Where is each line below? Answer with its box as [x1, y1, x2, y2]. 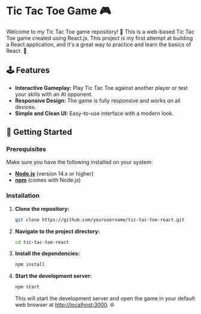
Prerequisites [6, 145, 46, 153]
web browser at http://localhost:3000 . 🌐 [14, 301, 115, 309]
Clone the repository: [14, 205, 70, 212]
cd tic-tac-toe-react [14, 239, 69, 245]
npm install [14, 261, 45, 268]
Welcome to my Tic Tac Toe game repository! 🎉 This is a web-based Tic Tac [6, 28, 195, 35]
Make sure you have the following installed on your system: [6, 159, 153, 166]
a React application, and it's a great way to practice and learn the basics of [6, 41, 191, 48]
